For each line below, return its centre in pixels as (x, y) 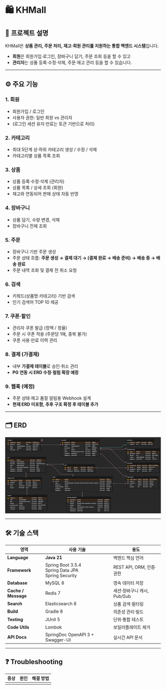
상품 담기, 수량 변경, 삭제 (36, 219)
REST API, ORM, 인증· (135, 567)
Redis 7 (53, 593)
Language (18, 558)
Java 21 (54, 558)
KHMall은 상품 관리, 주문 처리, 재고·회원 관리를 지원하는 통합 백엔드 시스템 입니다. (82, 46)
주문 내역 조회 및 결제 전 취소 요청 (44, 270)
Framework (19, 570)
